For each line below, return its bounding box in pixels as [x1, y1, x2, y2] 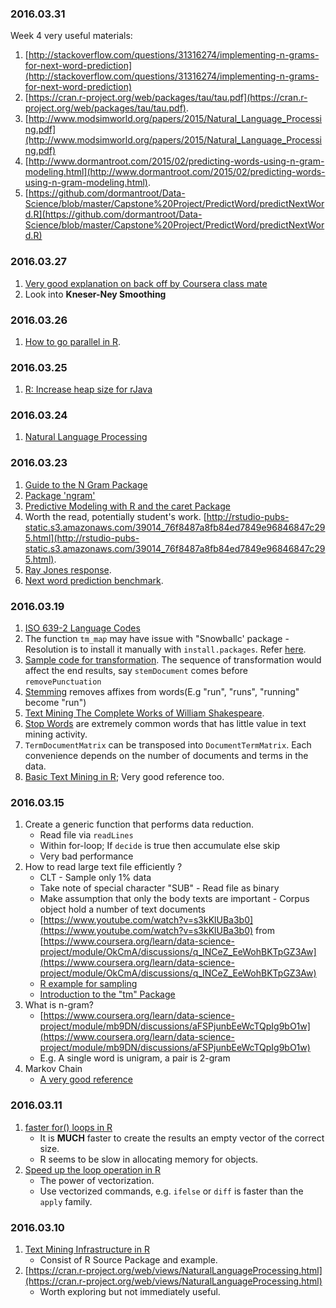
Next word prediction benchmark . [24, 574, 164, 586]
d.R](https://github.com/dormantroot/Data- [24, 208, 203, 221]
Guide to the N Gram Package [24, 478, 148, 491]
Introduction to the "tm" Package [39, 988, 176, 1001]
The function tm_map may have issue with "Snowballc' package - [24, 633, 290, 645]
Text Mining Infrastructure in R [24, 1243, 150, 1255]
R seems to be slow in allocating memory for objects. [39, 1153, 259, 1165]
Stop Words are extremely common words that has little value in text [24, 718, 307, 730]
